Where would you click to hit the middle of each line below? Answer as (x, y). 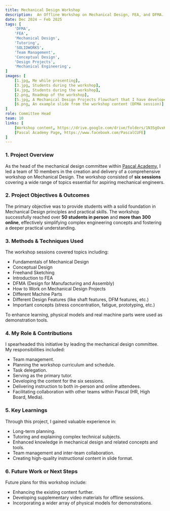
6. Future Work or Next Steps (41, 471)
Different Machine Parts (37, 294)
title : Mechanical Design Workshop (43, 10)
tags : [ (13, 24)
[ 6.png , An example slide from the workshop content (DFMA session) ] (89, 104)
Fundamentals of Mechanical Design (51, 262)
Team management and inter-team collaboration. (63, 453)
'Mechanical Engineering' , (43, 66)
